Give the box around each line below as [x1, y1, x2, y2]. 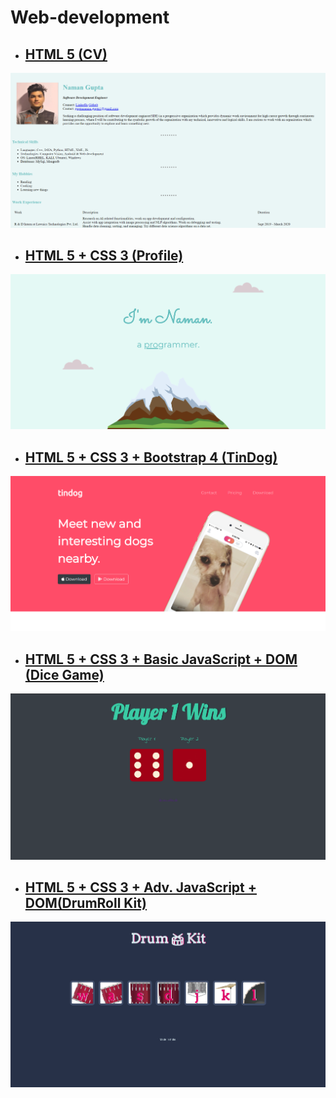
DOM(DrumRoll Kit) [24, 895, 147, 912]
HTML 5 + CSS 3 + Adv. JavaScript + [24, 879, 257, 896]
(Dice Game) [24, 666, 105, 683]
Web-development [10, 6, 170, 29]
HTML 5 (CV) [24, 46, 108, 63]
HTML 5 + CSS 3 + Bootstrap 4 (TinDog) [24, 449, 278, 466]
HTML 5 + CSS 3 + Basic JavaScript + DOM [24, 651, 298, 668]
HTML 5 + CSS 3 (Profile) [24, 247, 184, 264]
